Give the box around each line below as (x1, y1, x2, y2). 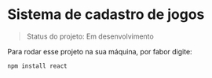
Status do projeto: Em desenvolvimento (26, 32, 154, 41)
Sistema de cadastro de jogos (7, 6, 205, 24)
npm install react (7, 61, 68, 70)
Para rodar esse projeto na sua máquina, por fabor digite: (7, 46, 193, 56)
